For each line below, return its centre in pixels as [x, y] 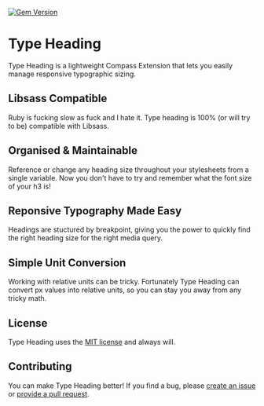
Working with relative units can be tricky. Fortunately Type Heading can [124, 282]
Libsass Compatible [58, 99]
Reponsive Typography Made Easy [95, 211]
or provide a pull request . [49, 393]
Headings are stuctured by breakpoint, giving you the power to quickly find [130, 230]
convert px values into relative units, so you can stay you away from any [125, 290]
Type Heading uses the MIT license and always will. [92, 342]
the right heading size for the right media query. [86, 238]
